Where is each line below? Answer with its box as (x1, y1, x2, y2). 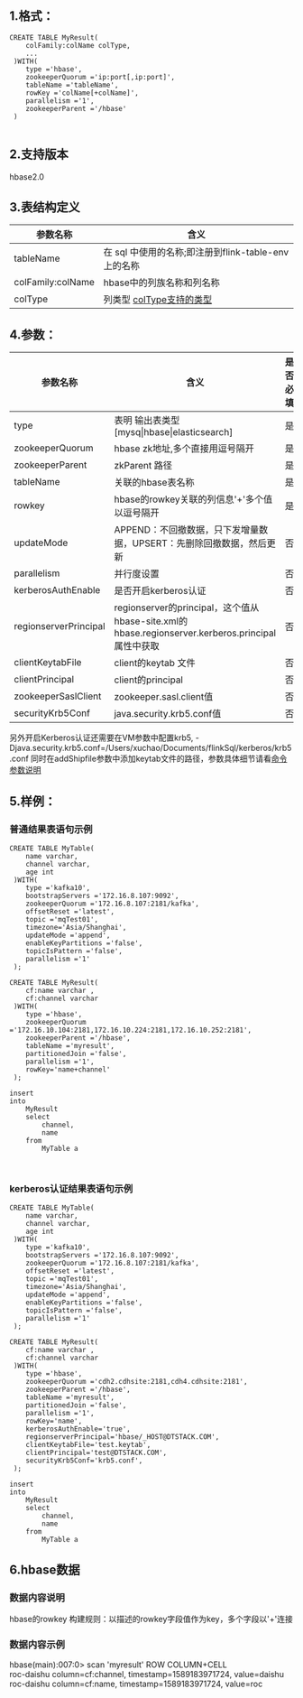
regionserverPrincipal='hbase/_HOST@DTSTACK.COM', (25, 1433, 220, 1442)
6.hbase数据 (9, 1562, 81, 1577)
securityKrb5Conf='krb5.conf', (25, 1456, 143, 1465)
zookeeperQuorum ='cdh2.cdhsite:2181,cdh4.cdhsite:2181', (25, 1378, 248, 1387)
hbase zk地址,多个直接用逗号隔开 (114, 442, 255, 455)
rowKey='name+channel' (25, 1064, 111, 1074)
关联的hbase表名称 (114, 477, 195, 489)
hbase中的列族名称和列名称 (103, 276, 220, 289)
